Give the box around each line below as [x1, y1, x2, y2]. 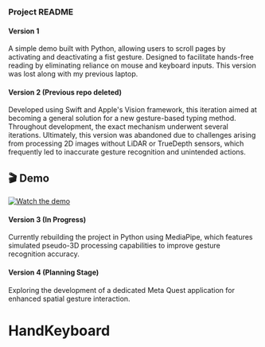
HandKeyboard [8, 322, 111, 340]
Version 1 [8, 26, 40, 36]
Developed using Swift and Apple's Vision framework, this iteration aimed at [8, 105, 257, 115]
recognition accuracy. [8, 249, 80, 259]
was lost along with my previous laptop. [8, 69, 138, 79]
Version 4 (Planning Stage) [8, 267, 99, 277]
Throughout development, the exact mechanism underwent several [8, 122, 228, 131]
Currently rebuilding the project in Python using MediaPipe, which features [8, 232, 253, 242]
